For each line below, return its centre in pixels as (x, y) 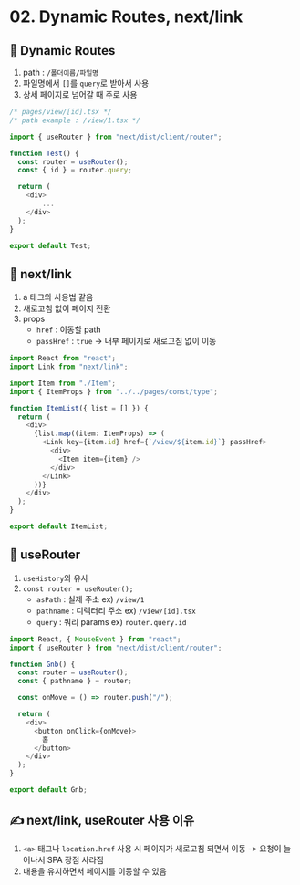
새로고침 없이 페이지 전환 (67, 308)
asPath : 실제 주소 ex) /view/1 (90, 599)
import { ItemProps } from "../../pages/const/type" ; (114, 391)
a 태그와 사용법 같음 (58, 297)
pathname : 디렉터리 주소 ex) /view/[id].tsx (116, 610)
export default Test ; (51, 245)
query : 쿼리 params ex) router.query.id (111, 621)
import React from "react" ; (63, 359)
